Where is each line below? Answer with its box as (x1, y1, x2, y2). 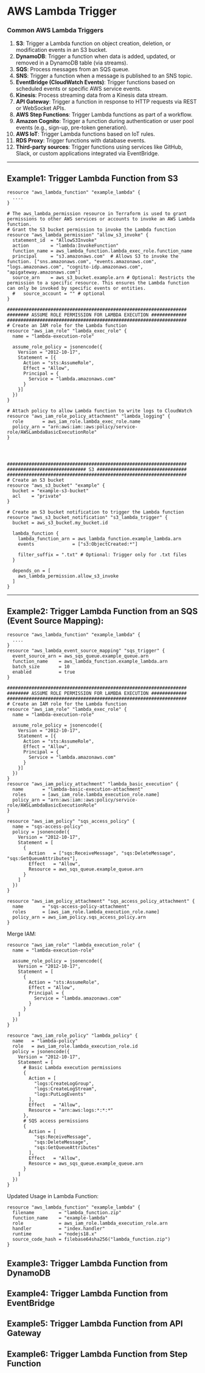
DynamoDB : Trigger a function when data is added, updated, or (15, 53, 176, 60)
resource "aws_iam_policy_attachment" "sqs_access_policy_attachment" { (7, 898, 195, 905)
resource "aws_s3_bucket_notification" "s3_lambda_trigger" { (7, 515, 168, 521)
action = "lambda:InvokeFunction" (12, 242, 119, 249)
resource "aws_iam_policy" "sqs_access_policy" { (7, 818, 136, 825)
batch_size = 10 (12, 664, 70, 670)
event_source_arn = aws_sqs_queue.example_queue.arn (12, 653, 149, 659)
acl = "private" (12, 493, 62, 499)
